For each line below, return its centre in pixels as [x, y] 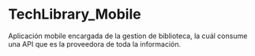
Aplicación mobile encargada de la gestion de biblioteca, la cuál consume [128, 36]
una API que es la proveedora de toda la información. [95, 44]
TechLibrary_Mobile [75, 14]
